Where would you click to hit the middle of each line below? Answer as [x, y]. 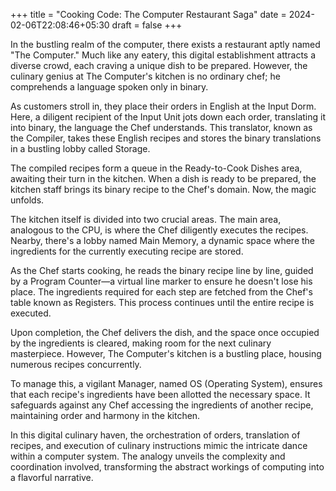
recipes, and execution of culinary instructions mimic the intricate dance [159, 445]
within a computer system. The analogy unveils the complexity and [148, 456]
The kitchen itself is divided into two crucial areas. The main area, [146, 219]
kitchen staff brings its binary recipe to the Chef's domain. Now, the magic [163, 189]
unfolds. [27, 200]
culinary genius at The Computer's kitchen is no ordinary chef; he [145, 76]
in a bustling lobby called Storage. [80, 148]
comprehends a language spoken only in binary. [109, 87]
